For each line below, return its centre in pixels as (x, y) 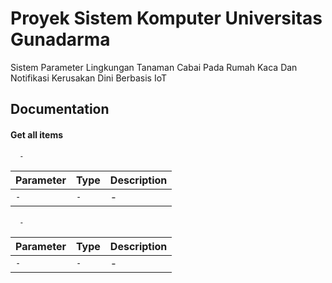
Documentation (60, 109)
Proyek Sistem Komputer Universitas (166, 18)
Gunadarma (60, 39)
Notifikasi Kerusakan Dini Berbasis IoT (88, 78)
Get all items (37, 134)
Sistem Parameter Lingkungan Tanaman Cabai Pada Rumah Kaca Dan (154, 67)
